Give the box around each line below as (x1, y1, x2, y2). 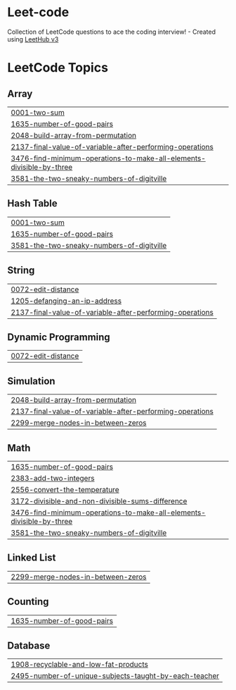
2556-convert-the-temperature (11, 485, 119, 494)
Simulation (7, 375, 55, 387)
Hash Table (7, 198, 58, 210)
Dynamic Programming (7, 331, 110, 343)
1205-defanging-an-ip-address (11, 296, 122, 306)
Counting (7, 596, 49, 608)
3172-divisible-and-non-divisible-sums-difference (11, 496, 188, 506)
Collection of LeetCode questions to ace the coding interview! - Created (7, 27, 216, 36)
